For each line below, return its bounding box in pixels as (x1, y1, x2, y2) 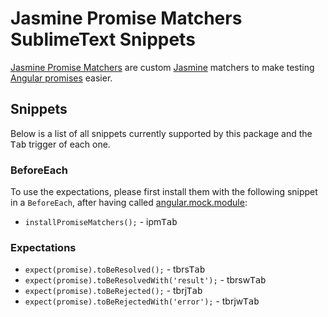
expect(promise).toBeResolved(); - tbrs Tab (24, 263, 206, 276)
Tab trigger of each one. (10, 138, 111, 150)
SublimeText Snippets (10, 28, 196, 51)
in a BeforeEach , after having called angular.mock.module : (10, 197, 248, 209)
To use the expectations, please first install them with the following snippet (10, 186, 318, 198)
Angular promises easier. (10, 72, 113, 84)
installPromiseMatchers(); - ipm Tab (24, 216, 178, 228)
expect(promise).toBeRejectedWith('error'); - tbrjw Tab (24, 295, 260, 307)
